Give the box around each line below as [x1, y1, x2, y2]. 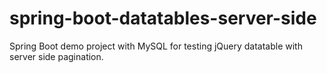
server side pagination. [9, 50, 104, 62]
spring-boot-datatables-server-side [9, 7, 317, 30]
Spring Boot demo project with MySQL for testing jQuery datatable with [9, 40, 303, 52]
